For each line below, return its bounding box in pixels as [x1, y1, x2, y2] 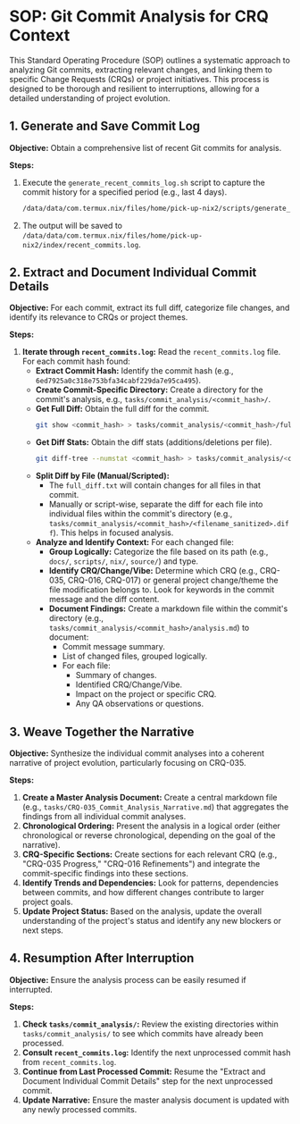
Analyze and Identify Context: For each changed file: [35, 537, 234, 548]
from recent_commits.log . [21, 1056, 117, 1067]
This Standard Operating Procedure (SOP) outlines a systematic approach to [9, 55, 290, 65]
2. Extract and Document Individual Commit [9, 265, 257, 281]
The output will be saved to [21, 220, 123, 231]
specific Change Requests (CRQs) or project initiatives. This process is [9, 73, 270, 84]
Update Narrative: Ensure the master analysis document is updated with [21, 1095, 290, 1105]
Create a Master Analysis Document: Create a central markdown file [21, 793, 278, 802]
